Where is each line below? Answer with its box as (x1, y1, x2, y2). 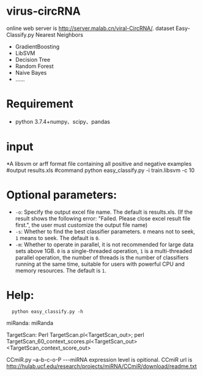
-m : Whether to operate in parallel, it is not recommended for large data (15, 241, 194, 248)
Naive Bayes (15, 69, 47, 76)
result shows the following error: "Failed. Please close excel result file (15, 214, 191, 222)
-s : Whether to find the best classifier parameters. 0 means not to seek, (15, 228, 196, 235)
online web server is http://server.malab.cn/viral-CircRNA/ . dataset (6, 24, 174, 32)
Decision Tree (15, 56, 51, 63)
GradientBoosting (15, 43, 60, 50)
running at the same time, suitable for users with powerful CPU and (15, 260, 185, 268)
